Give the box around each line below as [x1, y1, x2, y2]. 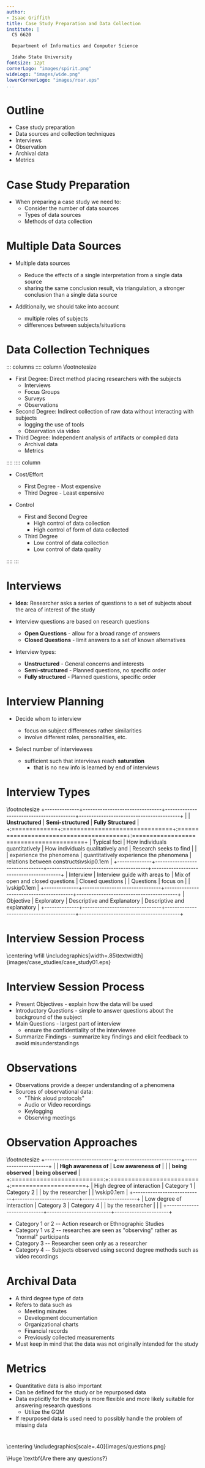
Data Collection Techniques [6, 343, 150, 357]
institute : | [6, 26, 40, 33]
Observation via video [24, 428, 80, 435]
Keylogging [24, 1107, 53, 1115]
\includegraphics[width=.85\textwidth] [45, 952, 143, 959]
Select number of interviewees [15, 745, 93, 753]
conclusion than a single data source [24, 291, 117, 299]
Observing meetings [24, 1113, 76, 1121]
